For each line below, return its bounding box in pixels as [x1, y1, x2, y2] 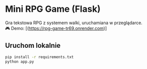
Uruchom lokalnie [5, 41, 61, 50]
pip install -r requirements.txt [5, 54, 74, 60]
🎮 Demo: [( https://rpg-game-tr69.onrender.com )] [5, 25, 107, 31]
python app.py [5, 59, 35, 64]
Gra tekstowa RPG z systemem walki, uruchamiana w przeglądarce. [5, 20, 143, 26]
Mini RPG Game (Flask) [5, 3, 101, 15]
